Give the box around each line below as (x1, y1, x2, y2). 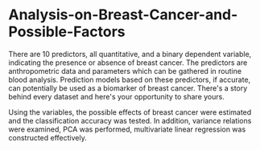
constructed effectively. (8, 132, 87, 142)
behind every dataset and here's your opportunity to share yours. (8, 91, 225, 101)
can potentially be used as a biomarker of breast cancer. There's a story (8, 83, 248, 93)
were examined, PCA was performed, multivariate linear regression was (8, 124, 246, 134)
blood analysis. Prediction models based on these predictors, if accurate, (8, 75, 251, 84)
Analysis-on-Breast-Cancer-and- (8, 6, 238, 24)
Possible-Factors (8, 22, 126, 41)
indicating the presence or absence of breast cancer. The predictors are (8, 58, 248, 67)
